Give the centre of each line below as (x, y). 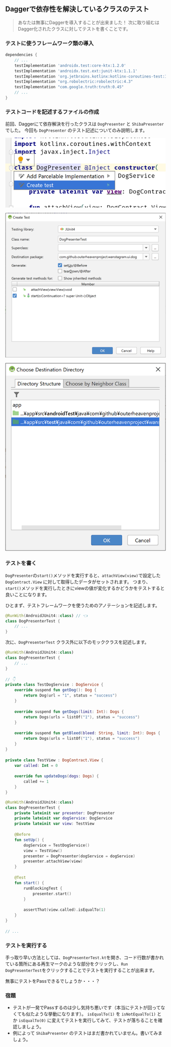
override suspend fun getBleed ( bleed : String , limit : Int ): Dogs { (88, 733)
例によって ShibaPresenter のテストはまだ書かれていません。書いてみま (88, 1033)
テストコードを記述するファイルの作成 (52, 112)
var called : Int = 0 (36, 765)
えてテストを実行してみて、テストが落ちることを (107, 1020)
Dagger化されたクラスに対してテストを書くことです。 (74, 29)
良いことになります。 (27, 594)
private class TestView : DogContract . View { (54, 760)
